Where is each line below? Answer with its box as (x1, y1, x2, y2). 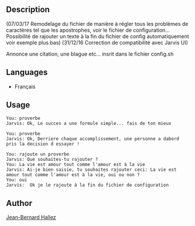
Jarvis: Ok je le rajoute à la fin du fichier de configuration (6, 182, 169, 188)
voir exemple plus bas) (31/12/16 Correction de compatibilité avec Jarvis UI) (6, 39, 189, 46)
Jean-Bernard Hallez (6, 214, 57, 221)
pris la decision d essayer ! (6, 141, 80, 147)
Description (6, 5, 50, 15)
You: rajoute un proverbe (6, 151, 69, 157)
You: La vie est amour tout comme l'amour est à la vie (6, 161, 145, 168)
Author (6, 198, 32, 208)
